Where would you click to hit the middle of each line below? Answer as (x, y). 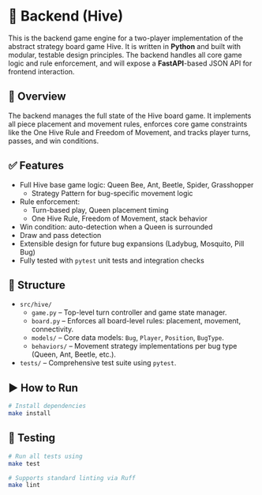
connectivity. (52, 329)
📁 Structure (37, 285)
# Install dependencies (47, 406)
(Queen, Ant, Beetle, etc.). (74, 354)
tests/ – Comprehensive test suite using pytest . (98, 363)
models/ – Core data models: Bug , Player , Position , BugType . (128, 338)
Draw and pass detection (60, 235)
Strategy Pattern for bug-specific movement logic (112, 193)
